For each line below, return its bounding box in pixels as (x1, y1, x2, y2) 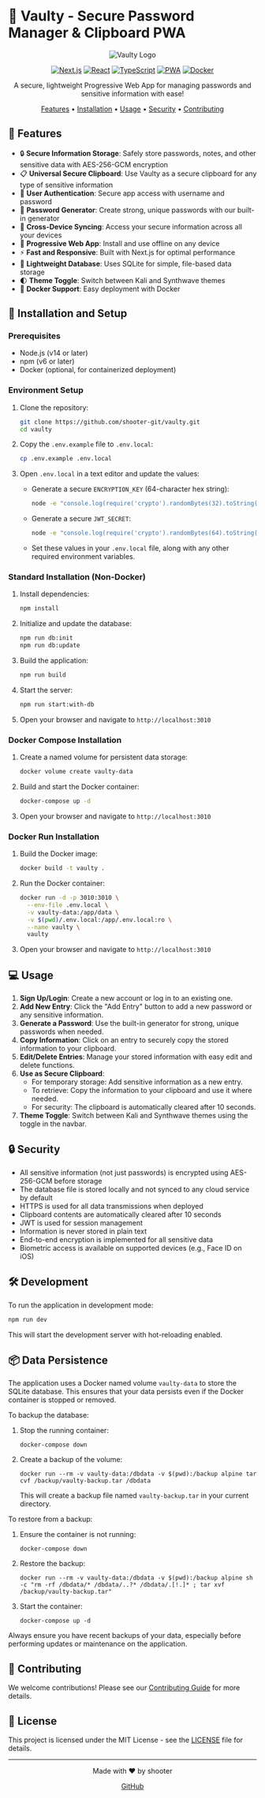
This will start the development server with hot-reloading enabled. (8, 1330, 223, 1339)
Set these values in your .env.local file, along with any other (31, 543, 230, 553)
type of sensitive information (19, 180, 114, 189)
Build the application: (19, 656, 88, 666)
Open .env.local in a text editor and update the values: (19, 469, 200, 479)
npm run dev (8, 1315, 47, 1323)
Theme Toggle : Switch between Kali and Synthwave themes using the (19, 1111, 248, 1121)
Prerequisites (8, 330, 61, 341)
